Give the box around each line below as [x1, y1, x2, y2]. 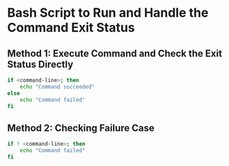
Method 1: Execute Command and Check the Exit [7, 47, 223, 59]
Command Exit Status [7, 20, 136, 36]
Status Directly [7, 58, 74, 70]
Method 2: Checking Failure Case [7, 122, 155, 134]
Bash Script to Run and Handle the [7, 5, 209, 21]
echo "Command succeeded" [19, 83, 95, 90]
